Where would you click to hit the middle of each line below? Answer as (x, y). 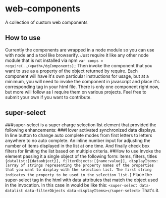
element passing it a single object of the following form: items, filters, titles (81, 156)
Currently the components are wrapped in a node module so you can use (80, 49)
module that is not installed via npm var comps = (54, 60)
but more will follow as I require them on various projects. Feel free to (76, 92)
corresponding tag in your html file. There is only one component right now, (82, 87)
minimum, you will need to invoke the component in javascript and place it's (83, 81)
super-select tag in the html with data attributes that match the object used (82, 180)
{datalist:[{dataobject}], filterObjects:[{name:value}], (66, 161)
